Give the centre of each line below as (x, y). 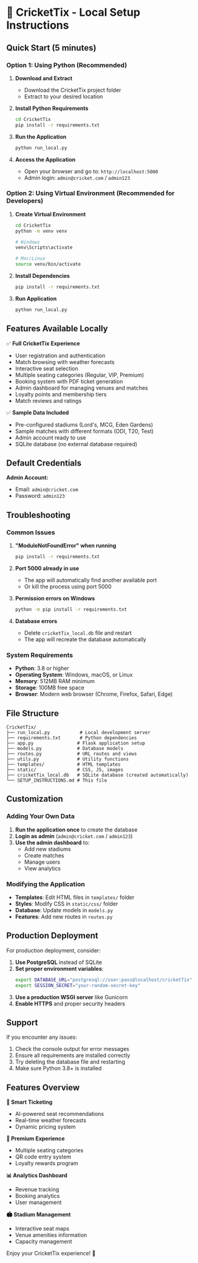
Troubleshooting (39, 515)
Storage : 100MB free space (50, 688)
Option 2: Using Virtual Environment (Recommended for (90, 193)
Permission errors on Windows (55, 598)
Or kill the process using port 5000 (68, 587)
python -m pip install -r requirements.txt (71, 609)
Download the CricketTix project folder (73, 90)
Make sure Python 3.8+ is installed (58, 1069)
